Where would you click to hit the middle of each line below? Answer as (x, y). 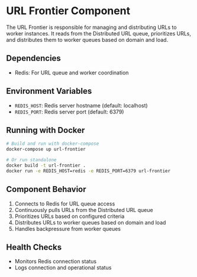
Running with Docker (46, 130)
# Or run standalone (32, 160)
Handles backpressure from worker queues (68, 229)
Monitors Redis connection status (56, 262)
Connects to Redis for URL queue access (65, 203)
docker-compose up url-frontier (46, 149)
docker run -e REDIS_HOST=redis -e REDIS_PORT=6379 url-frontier (88, 171)
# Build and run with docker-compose (53, 144)
